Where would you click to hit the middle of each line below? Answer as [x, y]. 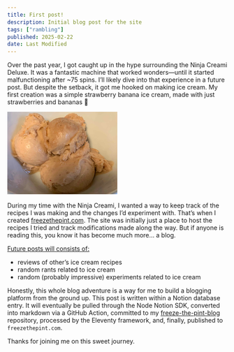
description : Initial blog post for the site [74, 22]
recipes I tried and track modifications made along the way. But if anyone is [116, 228]
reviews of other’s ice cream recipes [70, 263]
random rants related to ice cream [66, 270]
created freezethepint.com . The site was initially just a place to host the [110, 221]
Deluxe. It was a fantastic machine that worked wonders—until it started [111, 73]
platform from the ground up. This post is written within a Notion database [114, 298]
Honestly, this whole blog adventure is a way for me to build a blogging [109, 291]
